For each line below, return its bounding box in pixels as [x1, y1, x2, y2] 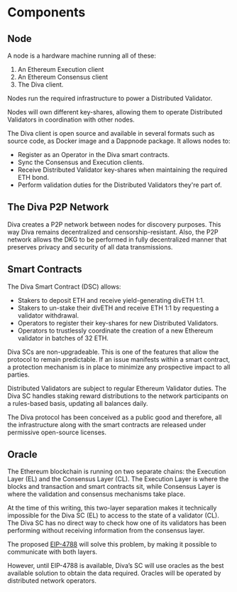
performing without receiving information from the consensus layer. [7, 527, 205, 535]
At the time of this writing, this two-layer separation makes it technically [7, 504, 217, 512]
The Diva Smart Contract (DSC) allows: [7, 282, 121, 291]
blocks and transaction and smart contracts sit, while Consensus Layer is [7, 483, 221, 491]
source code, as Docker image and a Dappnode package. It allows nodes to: [7, 136, 231, 145]
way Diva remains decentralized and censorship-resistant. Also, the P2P [7, 227, 219, 236]
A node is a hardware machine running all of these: [7, 51, 156, 60]
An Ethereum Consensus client [17, 72, 109, 81]
